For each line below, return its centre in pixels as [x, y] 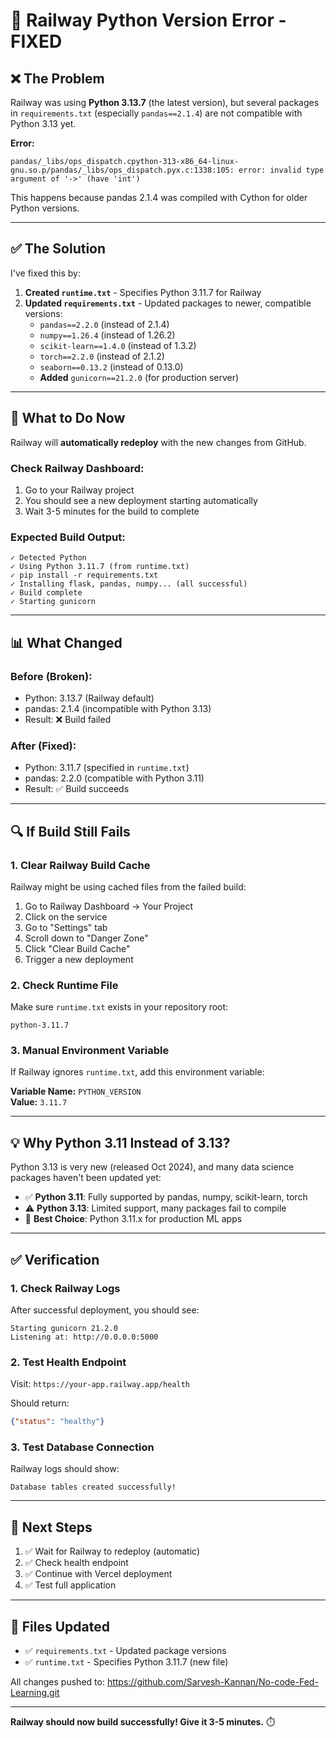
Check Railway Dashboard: [77, 468]
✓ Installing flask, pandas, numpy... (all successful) [129, 584]
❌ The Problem [57, 78]
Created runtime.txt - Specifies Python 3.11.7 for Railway [143, 292]
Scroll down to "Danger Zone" [86, 938]
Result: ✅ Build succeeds [77, 789]
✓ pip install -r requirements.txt [84, 575]
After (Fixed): [43, 746]
